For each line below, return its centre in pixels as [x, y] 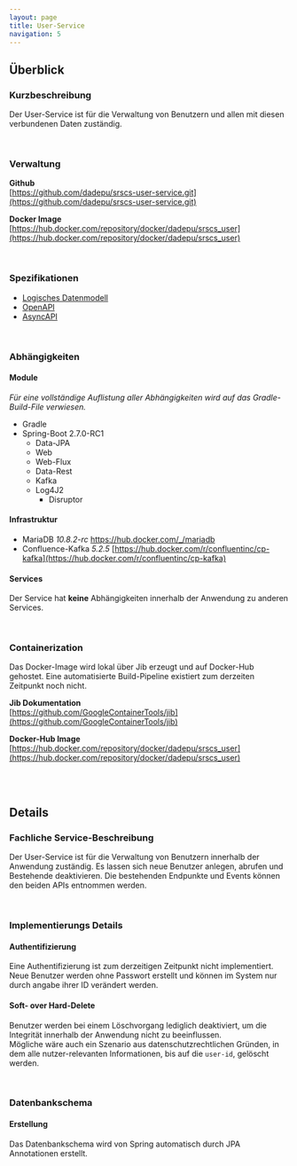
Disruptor [66, 499]
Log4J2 [50, 489]
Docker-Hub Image [45, 739]
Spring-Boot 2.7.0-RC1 [63, 433]
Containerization [46, 648]
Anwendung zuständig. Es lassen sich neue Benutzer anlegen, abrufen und [146, 866]
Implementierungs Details [66, 926]
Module [23, 378]
